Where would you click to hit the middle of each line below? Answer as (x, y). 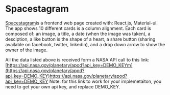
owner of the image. (27, 50)
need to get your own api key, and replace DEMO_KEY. (63, 86)
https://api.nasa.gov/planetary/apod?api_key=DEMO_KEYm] (70, 65)
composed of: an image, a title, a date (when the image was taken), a (78, 34)
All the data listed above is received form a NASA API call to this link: (77, 59)
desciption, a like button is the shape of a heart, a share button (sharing (80, 39)
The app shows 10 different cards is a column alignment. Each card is (78, 28)
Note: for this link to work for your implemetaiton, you (105, 81)
